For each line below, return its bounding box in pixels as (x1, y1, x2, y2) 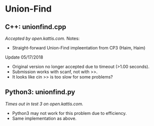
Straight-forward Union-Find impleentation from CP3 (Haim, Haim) (12, 45, 146, 50)
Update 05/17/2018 (5, 54, 43, 60)
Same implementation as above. (12, 115, 77, 121)
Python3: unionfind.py (5, 88, 76, 96)
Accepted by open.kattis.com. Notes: (5, 35, 80, 41)
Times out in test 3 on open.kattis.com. (5, 101, 84, 107)
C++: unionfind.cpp (5, 23, 67, 31)
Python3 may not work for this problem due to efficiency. (12, 110, 127, 116)
